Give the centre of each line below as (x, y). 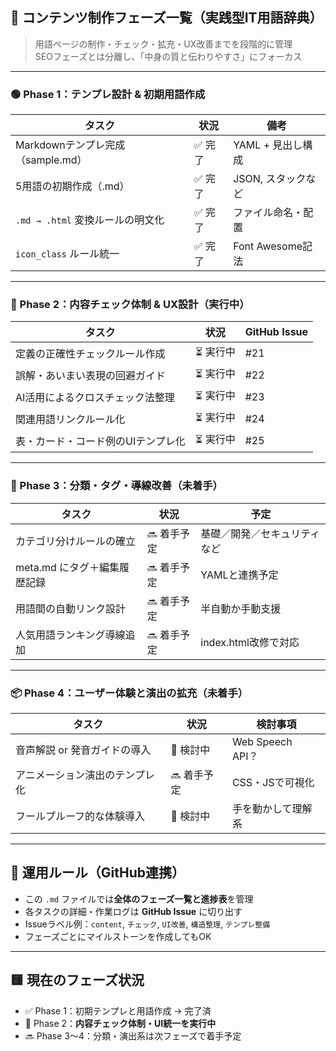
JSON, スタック (270, 179)
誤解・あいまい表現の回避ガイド (91, 375)
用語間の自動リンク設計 (71, 608)
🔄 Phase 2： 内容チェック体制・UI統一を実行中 (120, 1023)
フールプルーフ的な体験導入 (80, 816)
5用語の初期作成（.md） (72, 186)
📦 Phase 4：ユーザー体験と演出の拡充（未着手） (129, 693)
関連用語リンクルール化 (70, 419)
